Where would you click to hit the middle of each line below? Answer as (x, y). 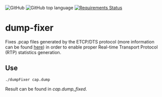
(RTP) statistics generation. (33, 52)
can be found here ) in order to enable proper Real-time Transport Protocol (81, 47)
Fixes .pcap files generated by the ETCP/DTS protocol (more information (80, 41)
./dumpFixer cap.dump (28, 79)
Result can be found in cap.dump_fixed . (46, 89)
